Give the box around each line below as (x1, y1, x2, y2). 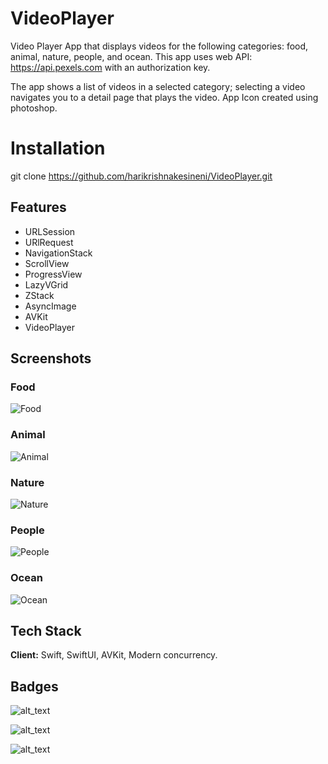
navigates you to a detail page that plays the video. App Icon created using (10, 91, 319, 103)
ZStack (24, 289, 55, 301)
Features (10, 199, 67, 216)
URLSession (24, 225, 76, 237)
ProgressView (24, 268, 83, 280)
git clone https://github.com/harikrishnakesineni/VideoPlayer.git (10, 170, 273, 182)
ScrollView (24, 257, 70, 269)
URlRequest (24, 236, 74, 248)
